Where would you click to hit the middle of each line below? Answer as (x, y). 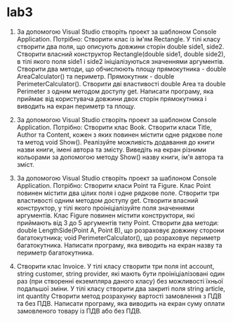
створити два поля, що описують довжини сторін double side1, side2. (120, 46)
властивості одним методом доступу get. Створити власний (107, 200)
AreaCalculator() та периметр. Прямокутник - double (95, 76)
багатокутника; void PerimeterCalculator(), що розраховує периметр (119, 237)
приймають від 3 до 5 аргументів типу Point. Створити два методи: (118, 222)
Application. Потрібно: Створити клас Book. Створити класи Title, (114, 127)
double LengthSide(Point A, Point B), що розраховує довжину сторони (120, 230)
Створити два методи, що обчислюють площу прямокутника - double (121, 69)
